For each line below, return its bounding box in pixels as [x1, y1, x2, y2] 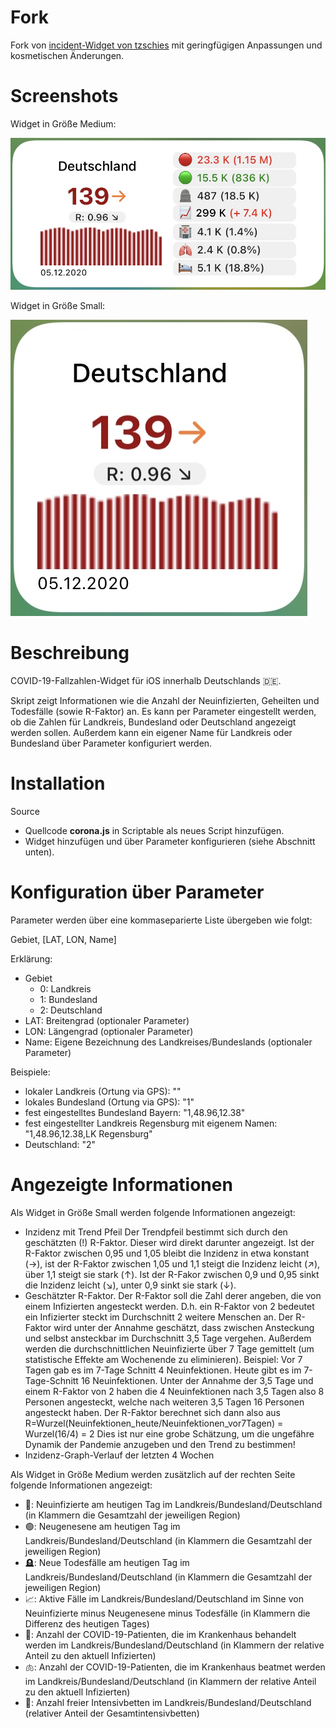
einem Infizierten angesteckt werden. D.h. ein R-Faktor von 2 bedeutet [24, 1300, 315, 1312]
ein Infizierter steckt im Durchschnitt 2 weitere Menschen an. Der [24, 1311, 294, 1323]
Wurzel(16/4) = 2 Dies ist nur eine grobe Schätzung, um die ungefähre [24, 1427, 315, 1440]
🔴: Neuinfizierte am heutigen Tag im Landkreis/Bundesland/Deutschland [24, 1498, 323, 1510]
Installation [10, 772, 106, 795]
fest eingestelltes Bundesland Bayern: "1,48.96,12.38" [24, 1106, 246, 1118]
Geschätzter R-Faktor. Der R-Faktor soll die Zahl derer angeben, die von [24, 1289, 322, 1301]
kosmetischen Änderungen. [10, 49, 125, 61]
